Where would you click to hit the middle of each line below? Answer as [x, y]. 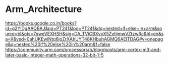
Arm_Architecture [44, 9]
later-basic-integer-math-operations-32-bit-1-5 [54, 55]
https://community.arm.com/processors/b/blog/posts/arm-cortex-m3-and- [83, 49]
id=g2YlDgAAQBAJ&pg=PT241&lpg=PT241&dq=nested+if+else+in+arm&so [84, 28]
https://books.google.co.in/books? [41, 23]
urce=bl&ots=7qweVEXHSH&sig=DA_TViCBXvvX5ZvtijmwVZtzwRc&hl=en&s [84, 33]
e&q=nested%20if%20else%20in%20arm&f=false [58, 44]
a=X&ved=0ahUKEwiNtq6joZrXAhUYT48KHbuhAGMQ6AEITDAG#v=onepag [84, 39]
